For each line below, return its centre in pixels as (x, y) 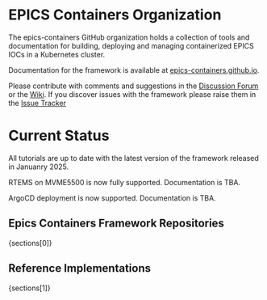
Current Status (59, 136)
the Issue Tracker (38, 103)
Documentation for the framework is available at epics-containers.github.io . (134, 70)
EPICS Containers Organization (115, 15)
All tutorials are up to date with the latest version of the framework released (134, 158)
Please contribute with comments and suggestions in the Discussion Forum (133, 86)
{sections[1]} (29, 288)
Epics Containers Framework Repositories (116, 224)
